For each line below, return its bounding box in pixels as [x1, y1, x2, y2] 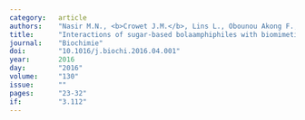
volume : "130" [9, 72, 79, 81]
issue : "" [9, 80, 67, 89]
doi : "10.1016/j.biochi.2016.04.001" [9, 47, 181, 56]
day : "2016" [9, 64, 84, 73]
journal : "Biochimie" [9, 38, 103, 48]
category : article [9, 13, 88, 23]
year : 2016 [9, 55, 75, 64]
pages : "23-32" [9, 88, 88, 97]
